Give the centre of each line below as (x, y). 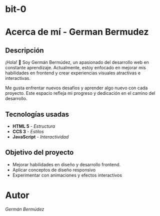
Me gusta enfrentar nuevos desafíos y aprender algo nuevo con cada (76, 88)
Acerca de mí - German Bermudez (77, 32)
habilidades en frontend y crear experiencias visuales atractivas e (73, 73)
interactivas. (18, 78)
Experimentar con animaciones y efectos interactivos (67, 175)
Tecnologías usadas (37, 114)
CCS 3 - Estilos (28, 131)
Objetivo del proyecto (39, 152)
